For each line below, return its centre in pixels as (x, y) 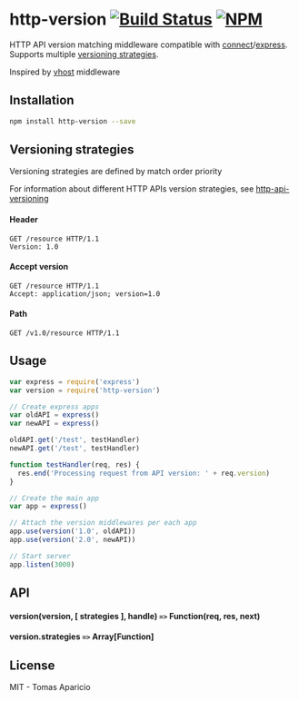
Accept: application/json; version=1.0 (85, 294)
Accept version (39, 267)
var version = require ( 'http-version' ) (85, 390)
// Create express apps (55, 407)
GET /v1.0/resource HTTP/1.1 (65, 333)
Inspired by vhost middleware (65, 72)
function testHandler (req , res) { (75, 464)
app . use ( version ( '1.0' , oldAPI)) (73, 531)
